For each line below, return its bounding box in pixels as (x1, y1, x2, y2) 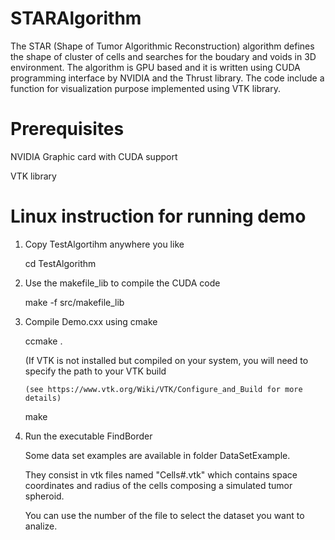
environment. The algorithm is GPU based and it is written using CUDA (10, 61, 301, 73)
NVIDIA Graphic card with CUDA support (10, 150, 178, 162)
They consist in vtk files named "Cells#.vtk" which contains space (24, 468, 298, 481)
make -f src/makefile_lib (24, 296, 125, 308)
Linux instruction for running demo (10, 205, 307, 228)
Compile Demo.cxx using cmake (24, 315, 158, 327)
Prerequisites (10, 118, 125, 141)
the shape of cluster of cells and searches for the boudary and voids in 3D (10, 50, 317, 62)
